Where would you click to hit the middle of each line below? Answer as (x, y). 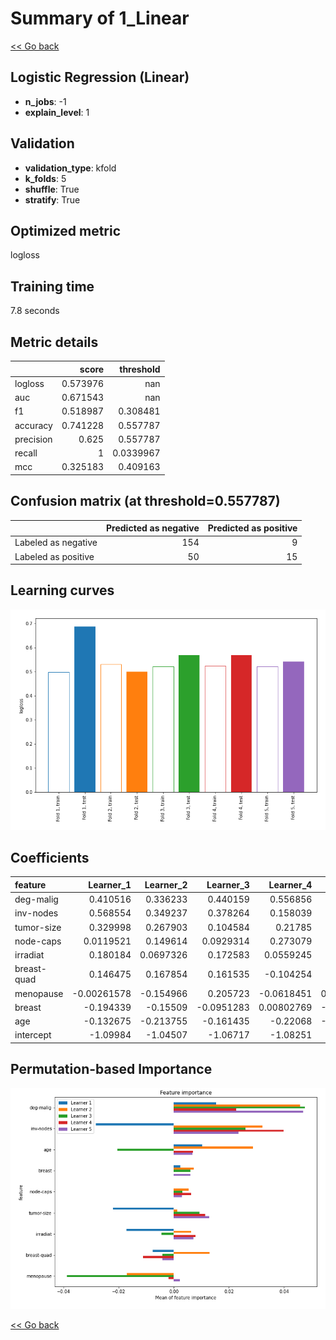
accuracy (33, 425)
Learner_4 (290, 884)
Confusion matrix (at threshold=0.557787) (145, 501)
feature (30, 884)
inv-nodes (36, 913)
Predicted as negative (153, 528)
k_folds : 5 (45, 178)
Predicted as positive (252, 528)
